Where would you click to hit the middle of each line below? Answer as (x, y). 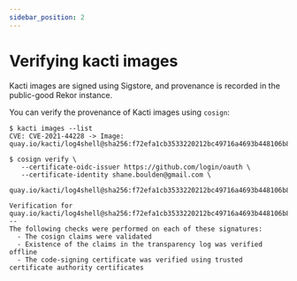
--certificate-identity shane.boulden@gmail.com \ (116, 175)
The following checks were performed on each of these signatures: (136, 229)
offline (23, 252)
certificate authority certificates (76, 267)
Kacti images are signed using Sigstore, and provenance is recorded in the (145, 86)
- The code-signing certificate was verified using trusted (130, 260)
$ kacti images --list (51, 128)
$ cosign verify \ (43, 159)
